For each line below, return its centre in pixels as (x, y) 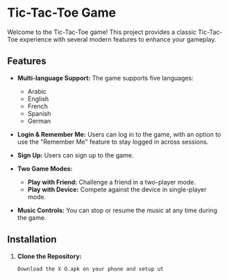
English (38, 99)
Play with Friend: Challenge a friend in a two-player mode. (112, 182)
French (38, 106)
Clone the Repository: (49, 256)
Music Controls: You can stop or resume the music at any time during (117, 210)
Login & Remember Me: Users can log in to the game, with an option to (119, 134)
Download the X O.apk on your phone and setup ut (91, 269)
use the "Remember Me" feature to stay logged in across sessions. (113, 142)
